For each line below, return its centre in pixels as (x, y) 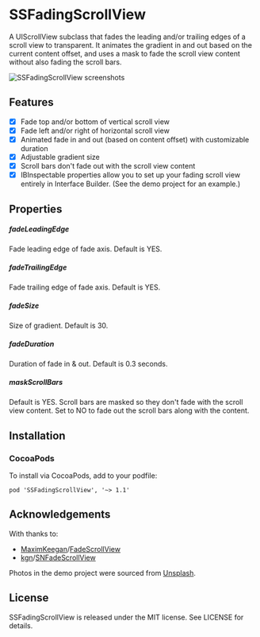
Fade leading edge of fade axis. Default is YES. (86, 249)
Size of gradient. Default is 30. (59, 326)
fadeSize (24, 306)
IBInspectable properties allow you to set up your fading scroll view (130, 175)
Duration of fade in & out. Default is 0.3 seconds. (89, 364)
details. (21, 625)
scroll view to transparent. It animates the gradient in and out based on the (131, 45)
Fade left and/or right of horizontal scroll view (95, 130)
